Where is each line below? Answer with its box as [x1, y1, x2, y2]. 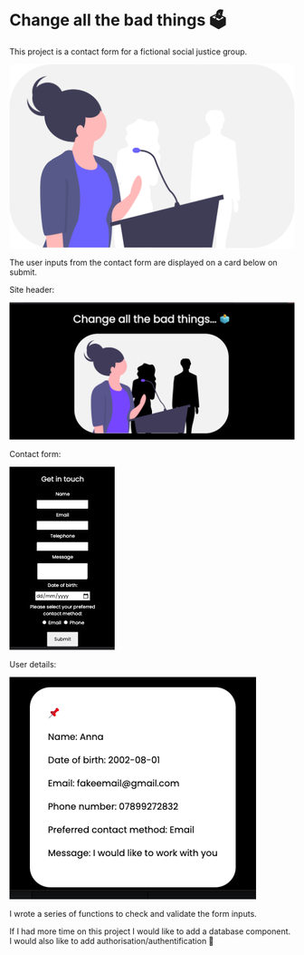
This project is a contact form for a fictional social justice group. [9, 45, 248, 57]
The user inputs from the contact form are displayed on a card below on [9, 258, 278, 268]
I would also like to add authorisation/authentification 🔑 [9, 935, 214, 946]
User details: [9, 658, 57, 669]
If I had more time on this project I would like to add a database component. [9, 925, 291, 937]
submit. [9, 267, 38, 278]
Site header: [9, 285, 55, 296]
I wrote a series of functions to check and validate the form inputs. [9, 908, 258, 919]
